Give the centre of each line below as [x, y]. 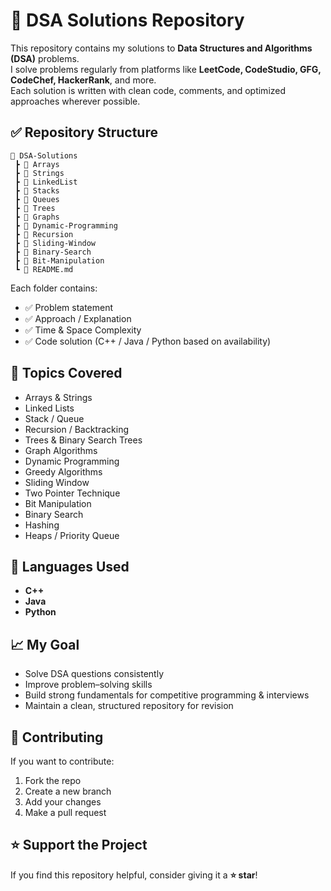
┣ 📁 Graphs [37, 217]
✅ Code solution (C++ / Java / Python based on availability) [148, 341]
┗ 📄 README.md [44, 269]
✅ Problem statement [69, 307]
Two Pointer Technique [72, 493]
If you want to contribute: [62, 761]
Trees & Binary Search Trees [83, 440]
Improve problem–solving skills [88, 685]
